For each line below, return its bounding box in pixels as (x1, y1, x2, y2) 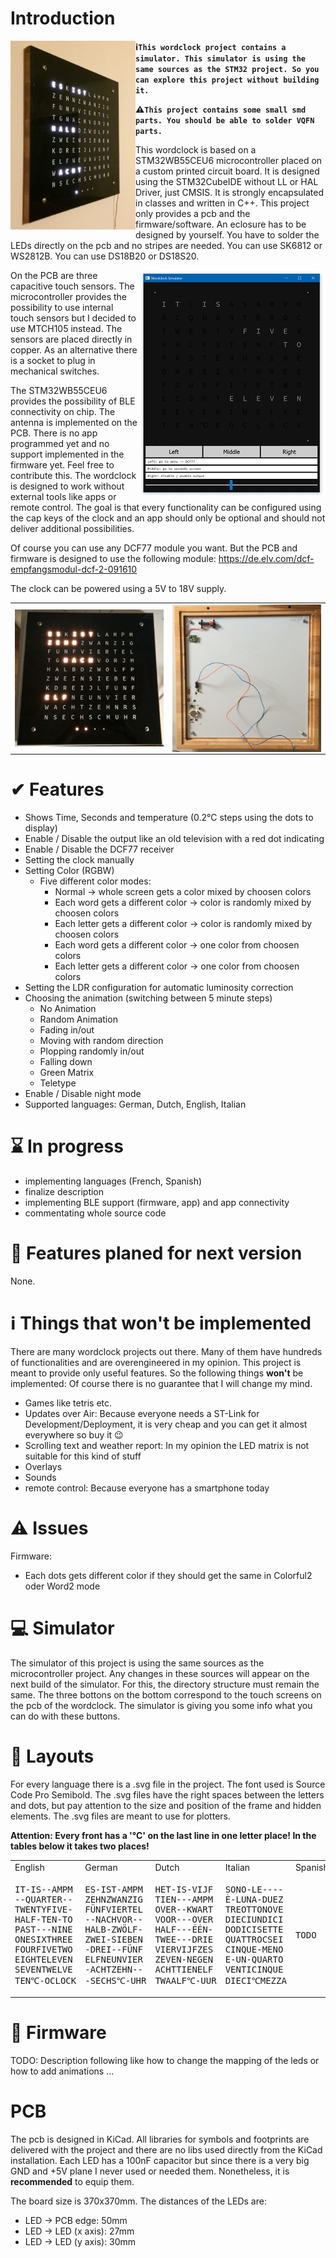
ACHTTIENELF (154, 1963, 214, 1975)
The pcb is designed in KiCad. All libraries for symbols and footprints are (10, 2133, 310, 2146)
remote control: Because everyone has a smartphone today (24, 1482, 270, 1494)
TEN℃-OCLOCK (14, 1975, 77, 1986)
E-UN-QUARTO (224, 1953, 284, 1965)
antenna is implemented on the (10, 416, 138, 428)
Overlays (24, 1460, 63, 1472)
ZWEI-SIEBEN (84, 1933, 143, 1945)
